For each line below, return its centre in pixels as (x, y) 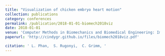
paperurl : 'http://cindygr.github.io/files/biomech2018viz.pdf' (72, 37)
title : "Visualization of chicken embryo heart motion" (63, 10)
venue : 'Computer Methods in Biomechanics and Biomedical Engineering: (80, 32)
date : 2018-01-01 (23, 28)
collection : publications (31, 14)
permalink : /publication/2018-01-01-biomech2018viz (59, 23)
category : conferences (28, 19)
